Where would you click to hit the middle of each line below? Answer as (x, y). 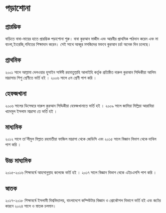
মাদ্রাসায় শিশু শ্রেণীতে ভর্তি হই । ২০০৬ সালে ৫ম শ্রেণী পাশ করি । (51, 77)
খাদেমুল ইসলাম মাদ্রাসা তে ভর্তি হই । (31, 111)
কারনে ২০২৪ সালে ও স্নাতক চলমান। (31, 206)
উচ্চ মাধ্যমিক (18, 161)
